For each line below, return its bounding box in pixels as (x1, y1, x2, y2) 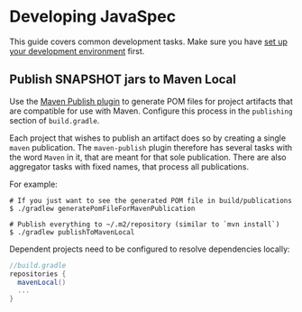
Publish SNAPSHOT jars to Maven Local (9, 72, 236, 87)
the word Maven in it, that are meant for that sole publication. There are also (9, 151, 287, 162)
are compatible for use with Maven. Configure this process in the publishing (9, 106, 293, 116)
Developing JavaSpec (9, 6, 177, 27)
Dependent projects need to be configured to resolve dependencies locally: (9, 243, 290, 254)
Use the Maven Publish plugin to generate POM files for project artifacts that (9, 96, 293, 106)
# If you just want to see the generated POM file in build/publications (9, 196, 293, 205)
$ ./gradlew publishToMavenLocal (9, 227, 135, 236)
